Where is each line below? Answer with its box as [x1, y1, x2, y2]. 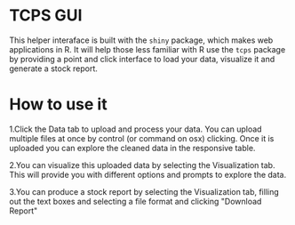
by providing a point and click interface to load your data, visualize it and [9, 53, 275, 64]
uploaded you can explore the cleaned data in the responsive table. [9, 142, 256, 153]
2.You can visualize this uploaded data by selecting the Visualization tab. [9, 159, 275, 170]
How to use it [9, 94, 108, 115]
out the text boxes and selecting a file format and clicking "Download [9, 196, 262, 206]
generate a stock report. [9, 63, 98, 74]
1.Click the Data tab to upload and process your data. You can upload [9, 124, 262, 134]
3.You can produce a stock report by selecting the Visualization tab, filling [9, 186, 280, 197]
